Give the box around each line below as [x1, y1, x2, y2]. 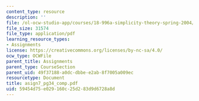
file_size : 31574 [6, 25, 49, 31]
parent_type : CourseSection [6, 64, 76, 70]
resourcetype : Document [6, 75, 65, 81]
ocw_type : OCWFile [6, 53, 52, 59]
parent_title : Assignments [6, 58, 73, 64]
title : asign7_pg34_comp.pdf [6, 81, 78, 87]
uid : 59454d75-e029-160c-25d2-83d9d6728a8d [6, 86, 115, 92]
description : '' [6, 14, 46, 20]
